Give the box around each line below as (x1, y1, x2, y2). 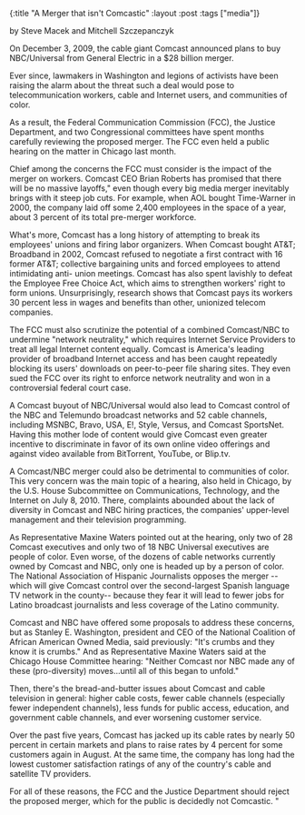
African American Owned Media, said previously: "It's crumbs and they (9, 637, 275, 647)
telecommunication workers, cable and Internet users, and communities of (9, 90, 288, 100)
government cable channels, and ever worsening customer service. (9, 712, 262, 722)
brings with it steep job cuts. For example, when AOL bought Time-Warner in (9, 193, 296, 203)
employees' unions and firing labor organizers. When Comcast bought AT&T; (9, 239, 296, 249)
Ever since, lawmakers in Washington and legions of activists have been (9, 70, 279, 81)
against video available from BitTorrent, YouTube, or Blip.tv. (9, 448, 231, 458)
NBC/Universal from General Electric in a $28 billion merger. (9, 53, 234, 63)
